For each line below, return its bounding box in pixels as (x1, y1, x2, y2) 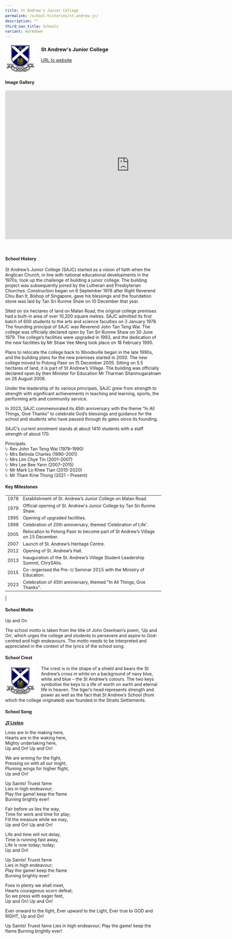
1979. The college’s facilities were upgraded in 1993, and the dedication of (5, 335, 157, 341)
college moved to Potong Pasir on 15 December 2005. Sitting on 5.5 (5, 360, 143, 366)
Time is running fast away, (5, 837, 59, 843)
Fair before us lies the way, (5, 806, 60, 812)
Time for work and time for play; (5, 811, 71, 817)
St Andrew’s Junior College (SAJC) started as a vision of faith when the (5, 266, 151, 273)
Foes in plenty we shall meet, (5, 882, 65, 888)
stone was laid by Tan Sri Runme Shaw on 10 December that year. (5, 298, 139, 304)
